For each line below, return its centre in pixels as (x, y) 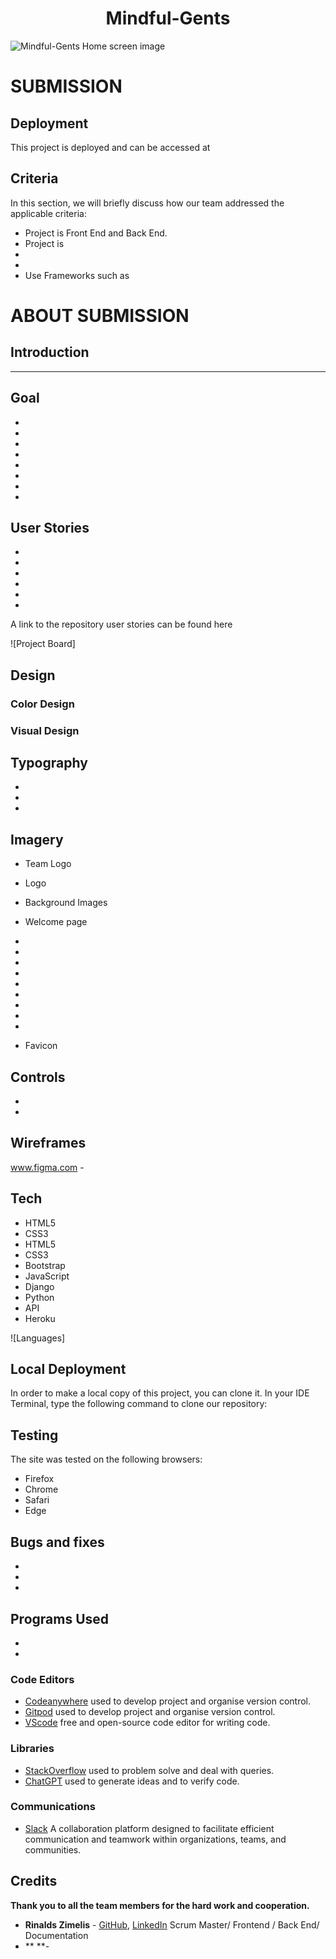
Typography (49, 763)
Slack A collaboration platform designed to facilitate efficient (149, 1828)
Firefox (39, 1479)
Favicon (41, 1046)
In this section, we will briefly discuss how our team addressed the (147, 203)
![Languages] (38, 1338)
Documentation (56, 1935)
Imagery (37, 839)
